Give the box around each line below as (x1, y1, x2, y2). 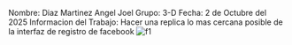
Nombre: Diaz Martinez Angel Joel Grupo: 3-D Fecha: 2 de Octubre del (8, 8, 267, 18)
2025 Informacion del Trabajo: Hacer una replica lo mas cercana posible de (8, 17, 284, 27)
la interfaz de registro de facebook (8, 26, 134, 36)
